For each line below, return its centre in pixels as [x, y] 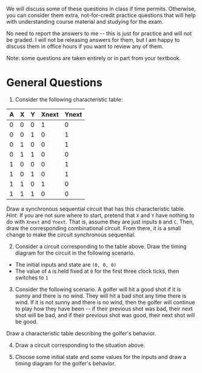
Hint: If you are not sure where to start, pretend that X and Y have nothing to [100, 215]
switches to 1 [32, 277]
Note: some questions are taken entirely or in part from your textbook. [94, 58]
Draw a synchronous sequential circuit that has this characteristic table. [96, 208]
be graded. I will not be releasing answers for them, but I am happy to [93, 40]
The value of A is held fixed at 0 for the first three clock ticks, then [97, 271]
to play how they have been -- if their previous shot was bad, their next [104, 309]
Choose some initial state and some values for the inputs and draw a [101, 357]
